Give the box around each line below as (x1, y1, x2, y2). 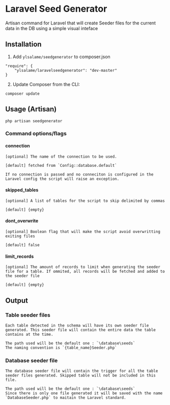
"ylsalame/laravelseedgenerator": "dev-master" (14, 68, 117, 73)
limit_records (5, 253, 34, 259)
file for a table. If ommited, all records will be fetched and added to (5, 269, 165, 274)
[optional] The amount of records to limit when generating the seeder (5, 265, 160, 270)
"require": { (5, 63, 33, 69)
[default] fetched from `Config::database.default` (5, 163, 117, 168)
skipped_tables (5, 187, 39, 193)
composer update (5, 91, 40, 96)
